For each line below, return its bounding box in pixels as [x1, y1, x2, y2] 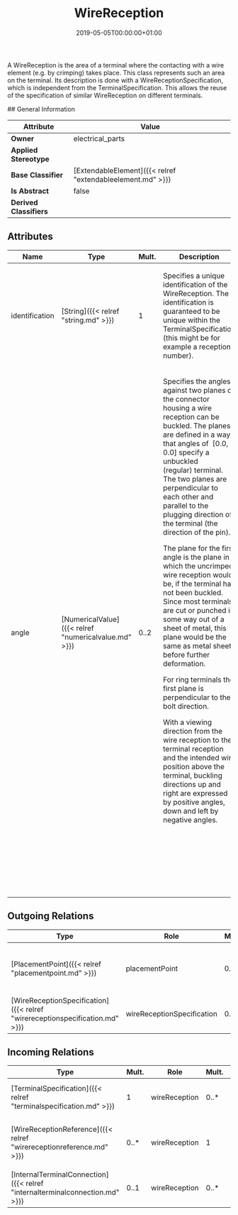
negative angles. [162, 814, 218, 824]
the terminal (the [162, 518, 218, 528]
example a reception [162, 342, 232, 352]
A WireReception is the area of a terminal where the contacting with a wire [7, 60, 225, 69]
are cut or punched [162, 605, 227, 615]
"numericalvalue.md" [61, 632, 132, 642]
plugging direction [162, 509, 224, 519]
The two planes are [162, 474, 227, 484]
